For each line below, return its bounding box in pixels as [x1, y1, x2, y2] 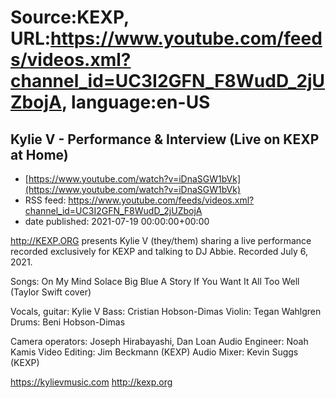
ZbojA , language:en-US [10, 91, 211, 114]
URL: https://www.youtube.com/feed [10, 27, 323, 50]
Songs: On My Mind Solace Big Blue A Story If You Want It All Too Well [10, 276, 300, 287]
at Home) [10, 146, 69, 163]
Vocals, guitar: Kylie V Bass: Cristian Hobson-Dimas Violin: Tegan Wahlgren [10, 306, 322, 317]
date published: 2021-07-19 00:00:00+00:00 [24, 216, 210, 227]
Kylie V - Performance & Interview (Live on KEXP [10, 131, 320, 148]
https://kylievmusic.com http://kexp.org [10, 376, 173, 388]
